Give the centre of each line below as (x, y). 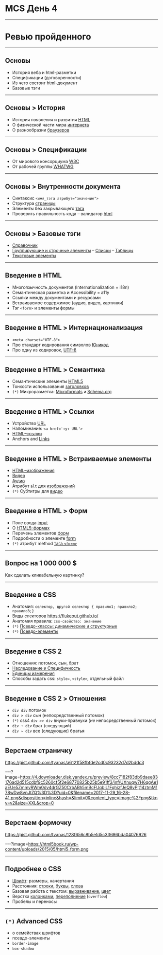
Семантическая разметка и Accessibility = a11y (61, 292)
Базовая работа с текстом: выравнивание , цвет (61, 891)
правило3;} (23, 611)
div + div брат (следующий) (42, 726)
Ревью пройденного (48, 37)
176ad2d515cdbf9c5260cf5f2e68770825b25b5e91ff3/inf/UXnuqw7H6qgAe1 (81, 782)
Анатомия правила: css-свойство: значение (57, 621)
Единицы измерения (33, 673)
